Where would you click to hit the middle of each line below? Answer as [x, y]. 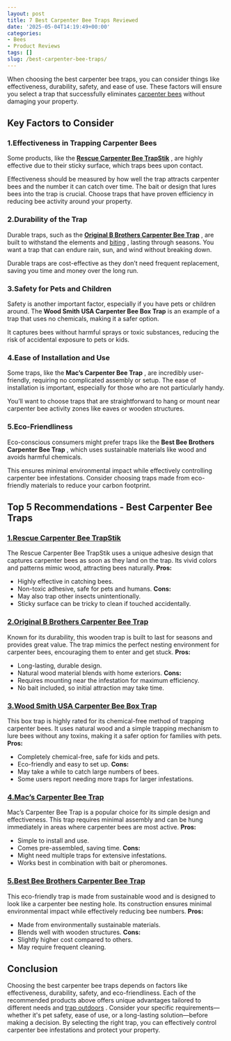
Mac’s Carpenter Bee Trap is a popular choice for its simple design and [109, 812]
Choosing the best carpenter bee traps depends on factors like [97, 986]
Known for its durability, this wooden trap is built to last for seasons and [110, 637]
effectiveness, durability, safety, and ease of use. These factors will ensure [115, 86]
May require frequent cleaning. [62, 947]
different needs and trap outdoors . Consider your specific [91, 1008]
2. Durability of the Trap [47, 219]
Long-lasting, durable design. [59, 665]
